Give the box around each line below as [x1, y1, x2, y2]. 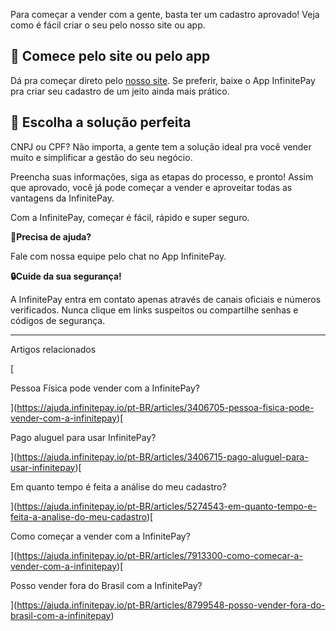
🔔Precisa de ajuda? [10, 230, 92, 243]
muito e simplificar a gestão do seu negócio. [10, 151, 193, 163]
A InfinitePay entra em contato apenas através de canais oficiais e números [10, 293, 322, 305]
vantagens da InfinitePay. [10, 192, 115, 204]
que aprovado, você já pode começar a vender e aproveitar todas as [10, 181, 293, 193]
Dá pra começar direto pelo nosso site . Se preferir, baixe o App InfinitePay [10, 74, 316, 86]
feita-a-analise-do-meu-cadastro [10, 510, 148, 523]
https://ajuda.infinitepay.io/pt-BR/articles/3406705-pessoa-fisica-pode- [16, 401, 315, 413]
